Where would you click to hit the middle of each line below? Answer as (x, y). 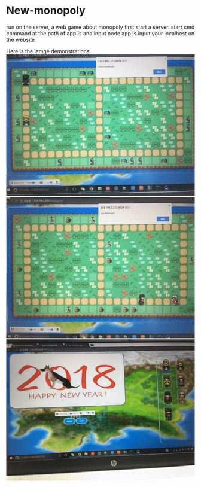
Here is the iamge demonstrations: (49, 51)
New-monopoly (46, 10)
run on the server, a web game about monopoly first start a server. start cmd (100, 27)
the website (21, 39)
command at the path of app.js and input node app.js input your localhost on (100, 33)
